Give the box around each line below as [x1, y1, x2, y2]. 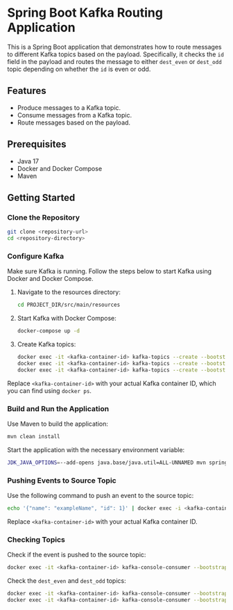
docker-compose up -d [17, 328, 80, 335]
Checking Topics [7, 534, 66, 544]
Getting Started [7, 191, 76, 203]
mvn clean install [7, 433, 60, 440]
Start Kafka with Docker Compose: [17, 314, 116, 323]
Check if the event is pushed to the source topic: [7, 551, 146, 559]
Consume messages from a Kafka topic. [17, 111, 132, 119]
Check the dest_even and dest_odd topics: [7, 577, 126, 585]
